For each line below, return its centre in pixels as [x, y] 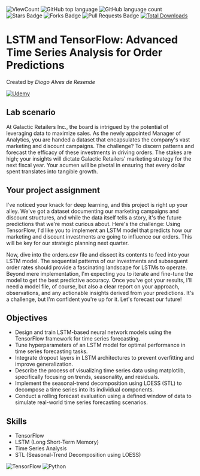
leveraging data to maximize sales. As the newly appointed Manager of [94, 133]
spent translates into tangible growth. [52, 171]
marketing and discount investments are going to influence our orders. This [99, 236]
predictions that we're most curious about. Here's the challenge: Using [93, 224]
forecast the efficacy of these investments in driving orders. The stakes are [99, 152]
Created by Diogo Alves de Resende [51, 82]
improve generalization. [44, 364]
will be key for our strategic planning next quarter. [68, 243]
